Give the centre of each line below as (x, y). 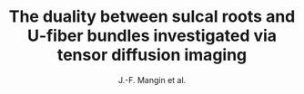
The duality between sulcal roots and (152, 17)
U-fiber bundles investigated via (152, 36)
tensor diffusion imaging (152, 55)
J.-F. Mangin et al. (152, 80)
